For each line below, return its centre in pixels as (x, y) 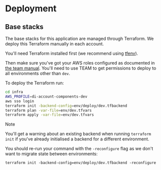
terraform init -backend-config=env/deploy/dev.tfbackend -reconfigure (80, 163)
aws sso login (20, 101)
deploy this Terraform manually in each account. (54, 44)
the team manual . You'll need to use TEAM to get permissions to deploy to (81, 68)
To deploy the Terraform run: (35, 83)
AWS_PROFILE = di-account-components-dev (46, 97)
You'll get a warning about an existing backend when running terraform (78, 134)
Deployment (31, 9)
